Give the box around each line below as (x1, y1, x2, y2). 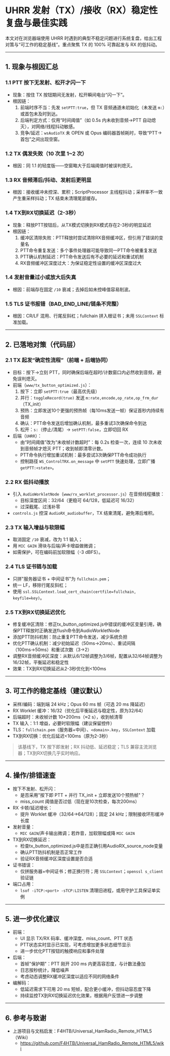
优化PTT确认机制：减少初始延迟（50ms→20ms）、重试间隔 (12, 640, 136, 646)
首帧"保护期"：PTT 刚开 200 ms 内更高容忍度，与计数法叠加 (20, 961, 146, 967)
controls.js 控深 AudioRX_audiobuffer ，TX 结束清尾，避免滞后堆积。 (12, 510, 157, 516)
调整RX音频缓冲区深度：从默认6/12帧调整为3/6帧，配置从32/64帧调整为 (12, 653, 163, 659)
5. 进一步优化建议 (5, 915, 60, 923)
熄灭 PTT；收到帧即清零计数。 (42, 445, 106, 451)
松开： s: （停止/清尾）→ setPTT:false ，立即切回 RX (20, 426, 129, 432)
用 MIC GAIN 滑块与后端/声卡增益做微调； (12, 543, 97, 549)
